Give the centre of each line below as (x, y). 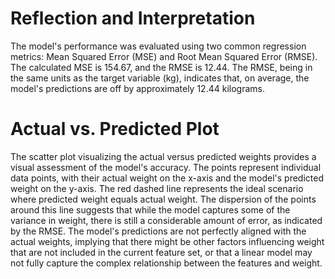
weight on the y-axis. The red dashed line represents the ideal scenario (157, 188)
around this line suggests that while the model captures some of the (150, 209)
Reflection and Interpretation (133, 18)
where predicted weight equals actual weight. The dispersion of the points (163, 199)
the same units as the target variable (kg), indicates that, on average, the (160, 78)
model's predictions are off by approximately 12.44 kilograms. (137, 88)
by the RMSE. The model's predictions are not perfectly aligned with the (158, 231)
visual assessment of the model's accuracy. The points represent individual (166, 167)
